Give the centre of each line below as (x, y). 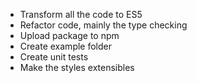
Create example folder (66, 46)
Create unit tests (54, 57)
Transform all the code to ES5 (81, 14)
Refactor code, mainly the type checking (103, 25)
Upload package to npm (69, 35)
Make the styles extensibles (77, 67)
